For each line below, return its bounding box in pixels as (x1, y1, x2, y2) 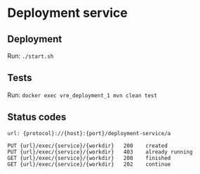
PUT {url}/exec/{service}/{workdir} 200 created (7, 142, 168, 149)
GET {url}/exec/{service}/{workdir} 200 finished (7, 154, 171, 161)
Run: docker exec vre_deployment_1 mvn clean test (7, 90, 158, 99)
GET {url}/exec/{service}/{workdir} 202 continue (7, 161, 171, 168)
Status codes (7, 111, 67, 123)
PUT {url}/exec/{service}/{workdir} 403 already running (7, 148, 193, 156)
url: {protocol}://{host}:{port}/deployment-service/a (7, 130, 171, 137)
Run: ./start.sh (7, 51, 54, 60)
